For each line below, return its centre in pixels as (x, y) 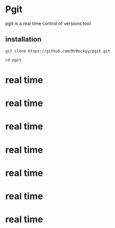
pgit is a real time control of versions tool (48, 23)
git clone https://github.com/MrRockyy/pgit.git (58, 51)
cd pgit (13, 60)
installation (23, 39)
